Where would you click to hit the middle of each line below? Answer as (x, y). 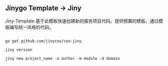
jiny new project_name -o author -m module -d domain (63, 58)
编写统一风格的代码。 (31, 27)
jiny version (19, 49)
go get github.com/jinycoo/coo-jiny (43, 41)
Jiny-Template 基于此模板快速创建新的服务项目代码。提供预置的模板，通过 (82, 21)
